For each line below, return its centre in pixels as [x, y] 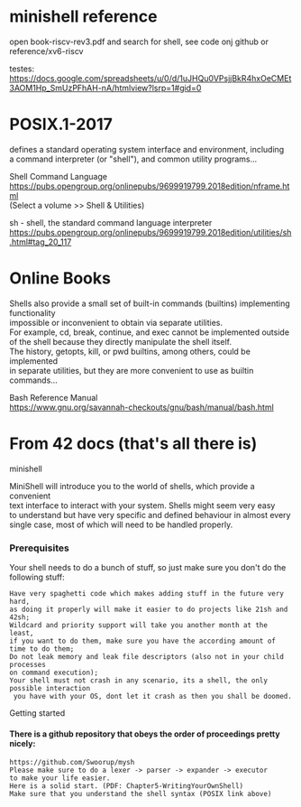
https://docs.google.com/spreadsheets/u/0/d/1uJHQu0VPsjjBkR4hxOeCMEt [150, 78]
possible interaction [50, 689]
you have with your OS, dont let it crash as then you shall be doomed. [153, 697]
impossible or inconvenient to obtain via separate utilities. [116, 322]
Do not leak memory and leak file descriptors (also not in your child [146, 657]
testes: [22, 69]
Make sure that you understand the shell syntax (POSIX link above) [141, 794]
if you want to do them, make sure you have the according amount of [143, 641]
